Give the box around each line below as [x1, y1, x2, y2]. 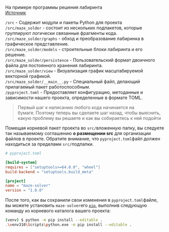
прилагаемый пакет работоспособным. [5, 84, 91, 90]
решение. [5, 52, 26, 58]
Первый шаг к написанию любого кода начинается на [17, 105, 135, 110]
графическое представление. [5, 41, 69, 47]
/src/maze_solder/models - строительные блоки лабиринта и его [5, 47, 143, 52]
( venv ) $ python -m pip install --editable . [5, 217, 102, 223]
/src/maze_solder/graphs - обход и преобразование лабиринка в [5, 35, 144, 41]
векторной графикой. [5, 73, 51, 79]
